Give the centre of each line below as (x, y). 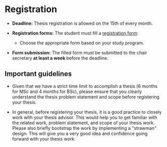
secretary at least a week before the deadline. (60, 58)
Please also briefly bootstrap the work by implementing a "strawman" (84, 128)
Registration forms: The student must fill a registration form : (75, 33)
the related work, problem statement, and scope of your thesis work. (83, 123)
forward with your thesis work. (44, 139)
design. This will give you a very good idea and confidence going (80, 133)
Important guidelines (38, 74)
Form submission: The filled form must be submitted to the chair (79, 53)
